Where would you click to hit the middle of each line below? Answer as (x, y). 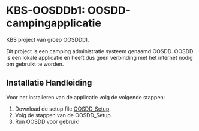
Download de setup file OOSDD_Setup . (63, 109)
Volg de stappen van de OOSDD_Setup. (64, 115)
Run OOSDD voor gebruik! (47, 121)
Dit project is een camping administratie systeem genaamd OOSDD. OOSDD (100, 51)
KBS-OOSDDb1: (46, 10)
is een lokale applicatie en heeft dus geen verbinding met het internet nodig (99, 57)
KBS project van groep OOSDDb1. (48, 39)
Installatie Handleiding (49, 83)
